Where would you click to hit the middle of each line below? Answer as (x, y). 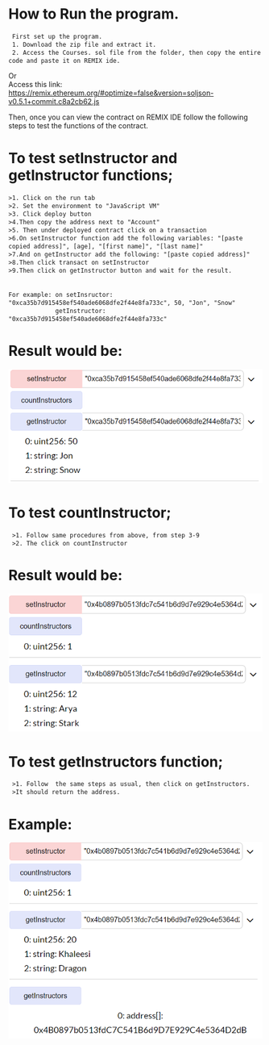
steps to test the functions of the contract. (79, 125)
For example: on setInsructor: (61, 295)
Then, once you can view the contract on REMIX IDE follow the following (128, 117)
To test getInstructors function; (116, 761)
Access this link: (35, 84)
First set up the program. (57, 36)
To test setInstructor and (93, 159)
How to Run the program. (94, 14)
